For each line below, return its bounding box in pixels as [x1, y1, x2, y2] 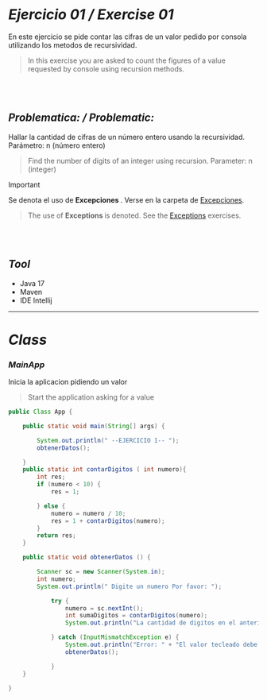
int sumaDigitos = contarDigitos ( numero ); [64, 612, 208, 620]
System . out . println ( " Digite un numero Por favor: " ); [37, 582, 222, 590]
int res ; [37, 473, 66, 481]
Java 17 [19, 278, 45, 288]
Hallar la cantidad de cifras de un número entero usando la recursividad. [8, 132, 245, 141]
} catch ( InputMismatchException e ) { [50, 633, 180, 641]
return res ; [37, 532, 77, 540]
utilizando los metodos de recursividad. [8, 40, 137, 49]
